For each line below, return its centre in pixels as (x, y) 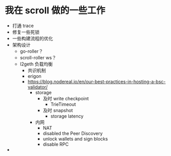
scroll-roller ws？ (38, 57)
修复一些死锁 (26, 32)
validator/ (37, 87)
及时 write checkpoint (66, 98)
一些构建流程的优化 (33, 38)
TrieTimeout (63, 104)
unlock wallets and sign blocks (75, 139)
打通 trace (23, 26)
